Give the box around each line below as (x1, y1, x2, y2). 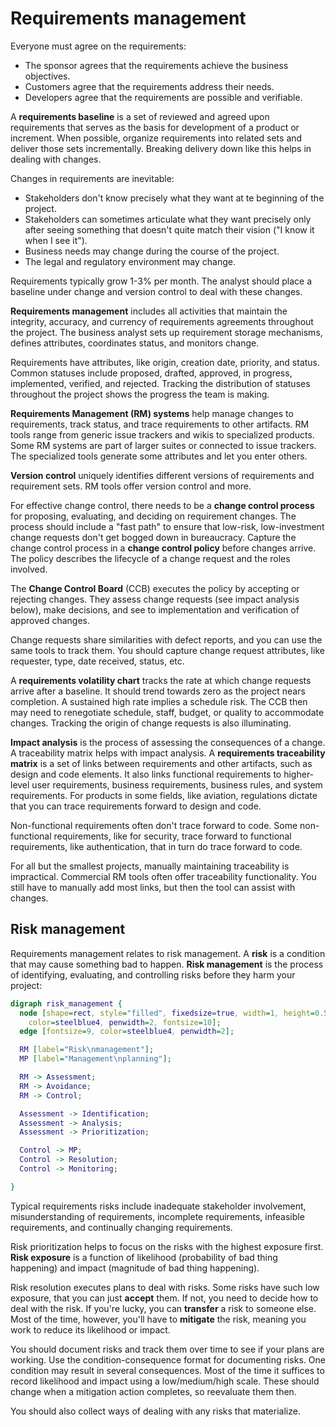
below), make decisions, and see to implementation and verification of (10, 603, 300, 616)
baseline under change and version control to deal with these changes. (10, 285, 303, 297)
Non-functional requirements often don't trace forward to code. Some (10, 819, 298, 831)
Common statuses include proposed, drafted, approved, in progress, (10, 367, 293, 379)
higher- (283, 768, 315, 780)
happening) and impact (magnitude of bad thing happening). (10, 1262, 260, 1274)
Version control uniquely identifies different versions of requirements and (10, 469, 315, 481)
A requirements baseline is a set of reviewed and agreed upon (10, 110, 270, 122)
